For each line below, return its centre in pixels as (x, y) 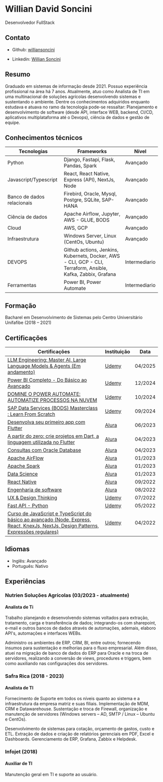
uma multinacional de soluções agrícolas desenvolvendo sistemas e (73, 97)
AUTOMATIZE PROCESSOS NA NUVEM (52, 400)
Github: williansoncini (33, 49)
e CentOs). (16, 719)
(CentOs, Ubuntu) (84, 242)
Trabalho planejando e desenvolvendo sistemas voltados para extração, (77, 618)
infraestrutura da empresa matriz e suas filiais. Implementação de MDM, (77, 704)
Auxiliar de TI (19, 763)
